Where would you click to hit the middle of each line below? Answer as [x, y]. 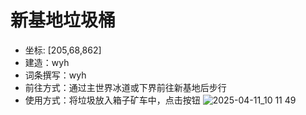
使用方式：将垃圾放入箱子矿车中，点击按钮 [112, 100]
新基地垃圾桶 [63, 20]
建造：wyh [47, 62]
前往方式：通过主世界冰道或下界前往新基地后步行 [125, 87]
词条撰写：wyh [55, 75]
